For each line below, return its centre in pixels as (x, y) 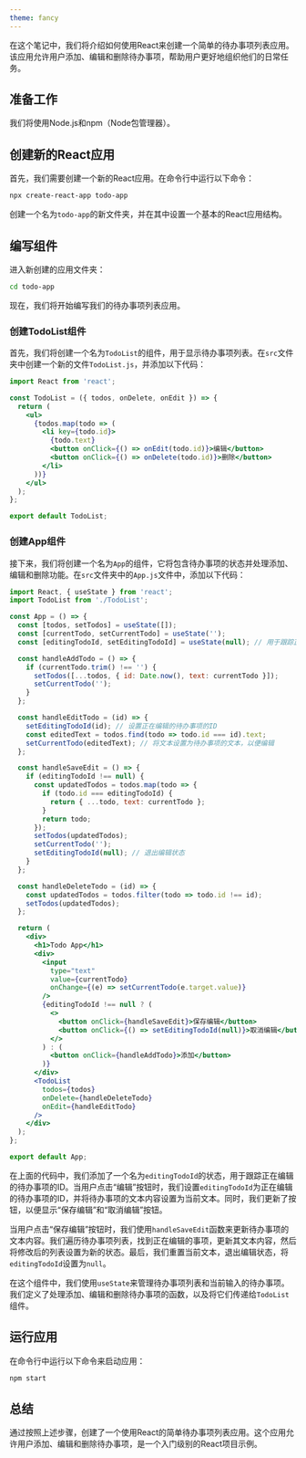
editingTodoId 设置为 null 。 (60, 1263)
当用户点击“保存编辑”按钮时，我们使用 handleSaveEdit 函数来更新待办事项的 (149, 1229)
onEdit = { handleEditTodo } (89, 1107)
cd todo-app (32, 287)
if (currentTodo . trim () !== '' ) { (91, 667)
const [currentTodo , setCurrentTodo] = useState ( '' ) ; (122, 634)
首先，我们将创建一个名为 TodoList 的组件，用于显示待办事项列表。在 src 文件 (152, 353)
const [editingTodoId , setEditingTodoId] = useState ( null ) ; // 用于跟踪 (156, 642)
